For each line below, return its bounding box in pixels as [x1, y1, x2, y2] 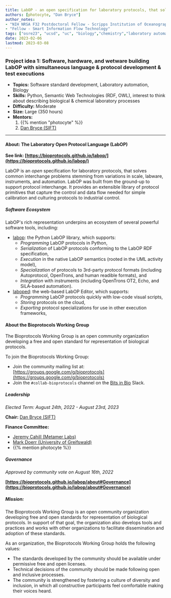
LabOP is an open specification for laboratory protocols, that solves [5, 168, 147, 174]
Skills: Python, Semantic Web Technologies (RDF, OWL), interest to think [12, 93, 165, 99]
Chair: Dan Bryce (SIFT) [5, 414, 56, 420]
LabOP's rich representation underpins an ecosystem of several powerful [5, 219, 159, 225]
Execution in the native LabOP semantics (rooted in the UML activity [20, 256, 163, 262]
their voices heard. [12, 588, 52, 594]
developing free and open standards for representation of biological [5, 514, 148, 520]
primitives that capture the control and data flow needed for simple [5, 189, 146, 196]
